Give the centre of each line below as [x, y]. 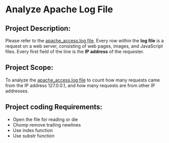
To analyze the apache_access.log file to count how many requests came [83, 80]
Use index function [33, 130]
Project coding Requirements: [54, 107]
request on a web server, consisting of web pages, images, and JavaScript [84, 46]
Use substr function [34, 136]
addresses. [17, 91]
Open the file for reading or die [45, 119]
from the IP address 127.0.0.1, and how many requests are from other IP [80, 85]
